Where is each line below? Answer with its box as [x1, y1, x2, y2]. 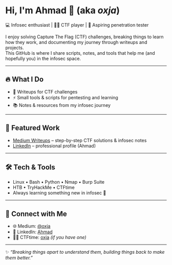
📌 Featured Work [5, 124, 60, 132]
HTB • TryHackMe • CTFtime [12, 184, 75, 191]
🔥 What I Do [5, 75, 44, 84]
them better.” [5, 255, 33, 261]
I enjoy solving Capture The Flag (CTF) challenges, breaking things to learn [5, 33, 164, 40]
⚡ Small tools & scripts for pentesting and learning [12, 94, 119, 100]
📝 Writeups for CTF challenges [12, 89, 78, 95]
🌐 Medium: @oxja [12, 223, 51, 229]
